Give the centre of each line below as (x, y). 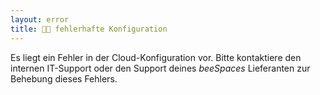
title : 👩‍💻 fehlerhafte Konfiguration (89, 29)
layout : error (40, 19)
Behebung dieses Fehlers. (64, 78)
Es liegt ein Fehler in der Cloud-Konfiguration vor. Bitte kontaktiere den (156, 57)
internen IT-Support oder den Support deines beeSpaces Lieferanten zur (160, 68)
